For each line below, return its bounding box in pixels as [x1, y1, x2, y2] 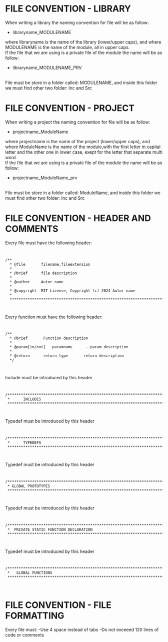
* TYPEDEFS [7, 440, 41, 445]
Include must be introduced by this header [5, 375, 92, 381]
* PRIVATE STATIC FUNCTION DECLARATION [7, 527, 93, 532]
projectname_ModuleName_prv [12, 175, 77, 181]
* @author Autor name [9, 279, 64, 284]
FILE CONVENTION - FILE [5, 599, 111, 611]
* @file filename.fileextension [9, 262, 91, 267]
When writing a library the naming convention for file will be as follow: [5, 20, 149, 26]
